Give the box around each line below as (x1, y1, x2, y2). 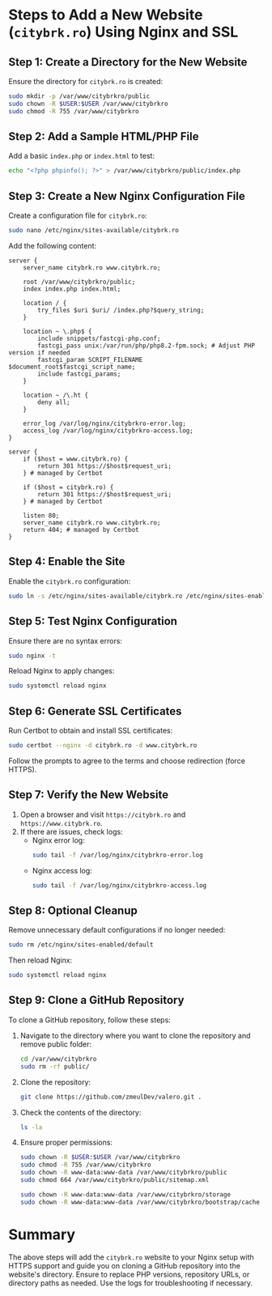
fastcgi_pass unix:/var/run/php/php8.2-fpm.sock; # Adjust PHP (37, 342, 255, 350)
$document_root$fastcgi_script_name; (8, 363, 136, 371)
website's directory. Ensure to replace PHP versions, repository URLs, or (8, 1269, 250, 1279)
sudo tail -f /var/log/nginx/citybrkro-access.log (32, 881, 207, 890)
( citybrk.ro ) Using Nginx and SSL (8, 23, 239, 41)
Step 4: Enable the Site (8, 555, 125, 568)
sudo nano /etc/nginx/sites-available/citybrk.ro (8, 227, 180, 235)
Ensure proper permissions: (19, 1137, 113, 1147)
